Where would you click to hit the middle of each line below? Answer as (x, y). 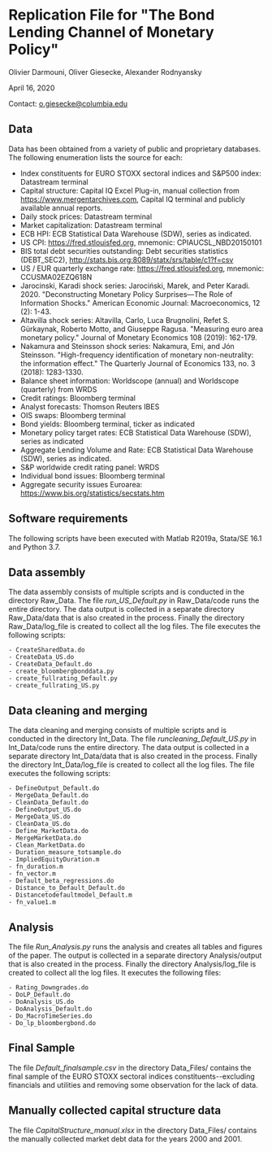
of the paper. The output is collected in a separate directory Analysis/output (135, 955)
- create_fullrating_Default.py (63, 679)
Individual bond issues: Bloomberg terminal (92, 476)
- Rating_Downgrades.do (49, 988)
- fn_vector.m (32, 874)
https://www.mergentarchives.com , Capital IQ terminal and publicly (132, 199)
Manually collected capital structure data (115, 1111)
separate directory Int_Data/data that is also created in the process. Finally (133, 756)
